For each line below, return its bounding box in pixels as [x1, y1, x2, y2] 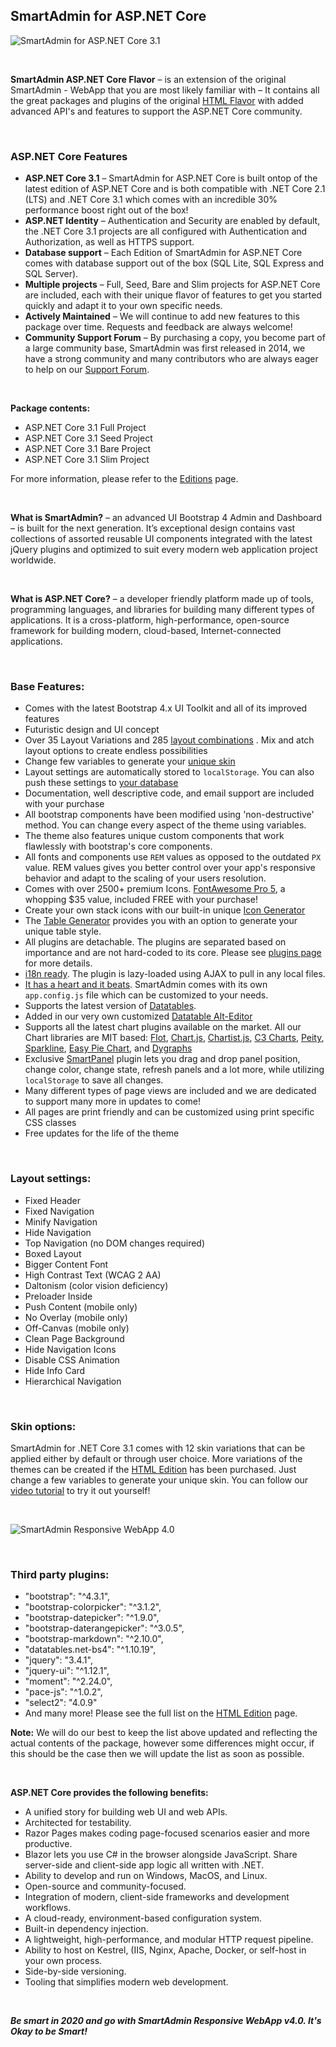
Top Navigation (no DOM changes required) [24, 1237, 206, 1249]
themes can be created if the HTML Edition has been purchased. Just [10, 1464, 297, 1475]
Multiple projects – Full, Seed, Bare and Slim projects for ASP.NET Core [24, 279, 321, 291]
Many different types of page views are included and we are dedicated [24, 1085, 317, 1097]
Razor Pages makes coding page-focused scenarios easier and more [24, 1827, 311, 1839]
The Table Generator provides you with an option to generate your [24, 915, 298, 927]
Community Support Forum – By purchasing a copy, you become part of [24, 332, 326, 344]
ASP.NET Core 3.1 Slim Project [24, 454, 150, 466]
